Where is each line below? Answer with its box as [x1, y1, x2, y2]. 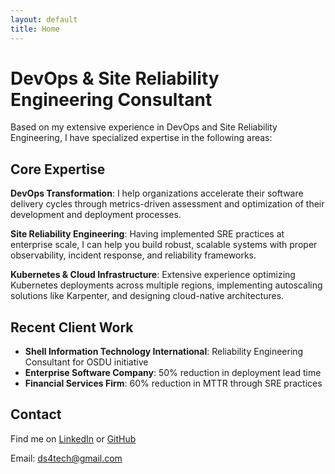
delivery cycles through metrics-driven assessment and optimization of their [10, 198, 325, 210]
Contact [10, 406, 62, 423]
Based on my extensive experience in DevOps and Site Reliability [10, 121, 278, 133]
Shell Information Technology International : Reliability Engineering [24, 346, 304, 358]
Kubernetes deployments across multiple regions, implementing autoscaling [10, 279, 323, 291]
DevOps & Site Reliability [10, 67, 220, 90]
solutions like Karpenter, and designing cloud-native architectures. [10, 290, 285, 302]
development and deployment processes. [10, 209, 182, 221]
